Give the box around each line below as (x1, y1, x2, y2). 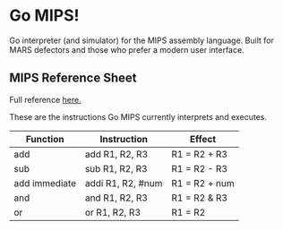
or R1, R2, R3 (84, 206, 141, 218)
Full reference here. (9, 94, 82, 105)
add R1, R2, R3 (84, 148, 149, 160)
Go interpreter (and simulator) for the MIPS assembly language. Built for (9, 35, 275, 46)
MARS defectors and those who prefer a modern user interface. (9, 44, 244, 55)
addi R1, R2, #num (84, 176, 163, 189)
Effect (189, 132, 217, 145)
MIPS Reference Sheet (9, 71, 137, 86)
